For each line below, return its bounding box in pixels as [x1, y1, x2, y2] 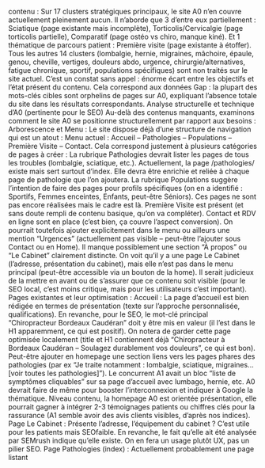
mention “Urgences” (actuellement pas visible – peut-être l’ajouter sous [8, 234, 241, 243]
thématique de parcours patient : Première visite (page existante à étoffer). [8, 40, 252, 50]
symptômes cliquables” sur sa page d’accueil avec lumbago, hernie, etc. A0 [8, 377, 256, 386]
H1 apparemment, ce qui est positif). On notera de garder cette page [8, 326, 232, 336]
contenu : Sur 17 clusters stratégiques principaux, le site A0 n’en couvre [8, 7, 242, 16]
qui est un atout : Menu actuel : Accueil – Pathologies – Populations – [8, 133, 232, 142]
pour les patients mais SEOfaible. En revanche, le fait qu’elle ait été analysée [8, 428, 257, 436]
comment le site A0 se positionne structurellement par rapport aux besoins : [8, 116, 256, 125]
